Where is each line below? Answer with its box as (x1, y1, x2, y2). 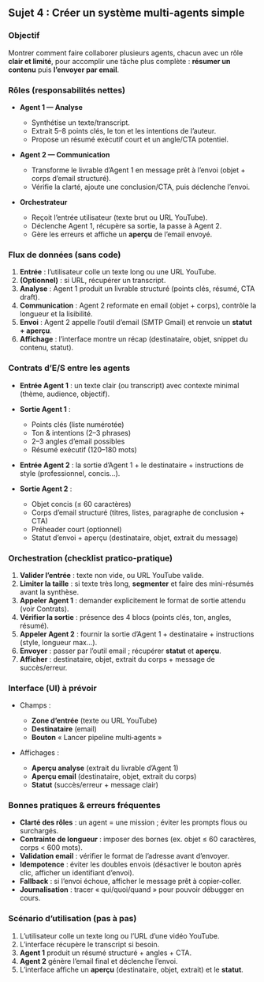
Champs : (19, 701, 51, 710)
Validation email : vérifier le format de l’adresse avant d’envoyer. (19, 852, 230, 861)
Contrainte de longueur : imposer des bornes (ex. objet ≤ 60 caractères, (19, 834, 257, 844)
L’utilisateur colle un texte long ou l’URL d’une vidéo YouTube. (19, 931, 220, 940)
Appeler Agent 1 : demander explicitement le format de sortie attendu (19, 595, 246, 605)
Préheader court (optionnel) (31, 524, 122, 534)
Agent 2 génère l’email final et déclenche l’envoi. (19, 956, 178, 965)
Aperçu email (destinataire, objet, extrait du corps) (31, 772, 197, 781)
